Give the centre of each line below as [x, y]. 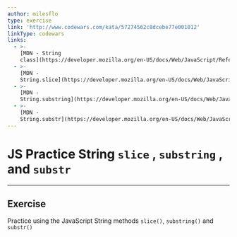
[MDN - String [41, 54]
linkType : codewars [36, 34]
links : [17, 40]
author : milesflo [33, 14]
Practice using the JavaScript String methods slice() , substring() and [110, 221]
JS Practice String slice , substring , [115, 154]
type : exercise [30, 21]
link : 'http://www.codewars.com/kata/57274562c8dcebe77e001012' [104, 27]
